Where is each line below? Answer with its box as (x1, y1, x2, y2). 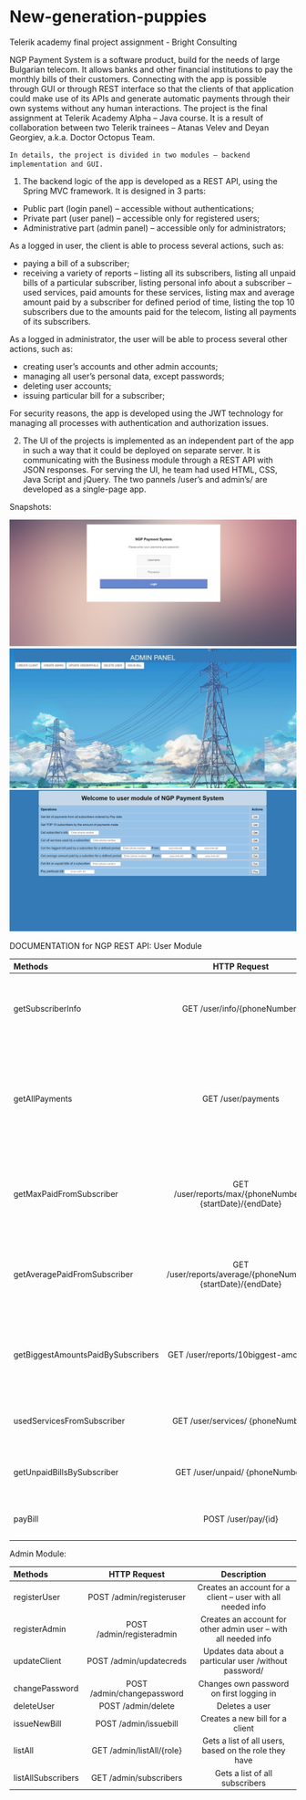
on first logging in (210, 1688, 277, 1699)
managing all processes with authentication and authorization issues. (9, 417, 269, 428)
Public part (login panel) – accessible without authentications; (22, 203, 255, 213)
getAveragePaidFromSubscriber (13, 1269, 134, 1280)
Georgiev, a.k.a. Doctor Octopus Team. (9, 131, 156, 142)
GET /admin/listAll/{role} (91, 1745, 182, 1756)
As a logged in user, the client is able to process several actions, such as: (9, 240, 284, 251)
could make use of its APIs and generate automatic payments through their (9, 93, 291, 104)
